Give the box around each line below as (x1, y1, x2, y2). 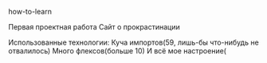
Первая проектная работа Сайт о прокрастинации (8, 22, 181, 31)
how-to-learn (8, 7, 52, 16)
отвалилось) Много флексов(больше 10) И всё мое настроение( (8, 46, 227, 55)
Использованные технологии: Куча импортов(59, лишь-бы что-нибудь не (8, 37, 259, 47)
